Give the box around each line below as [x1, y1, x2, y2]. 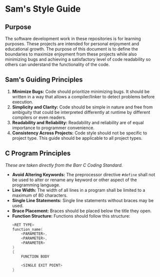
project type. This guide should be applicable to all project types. [12, 135, 142, 141]
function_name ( [12, 227, 43, 232]
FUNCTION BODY [21, 254, 50, 259]
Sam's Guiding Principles [5, 75, 83, 84]
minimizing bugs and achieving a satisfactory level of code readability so [5, 56, 151, 62]
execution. [12, 99, 34, 105]
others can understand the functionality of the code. [5, 62, 110, 67]
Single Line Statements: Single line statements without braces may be [12, 197, 154, 203]
